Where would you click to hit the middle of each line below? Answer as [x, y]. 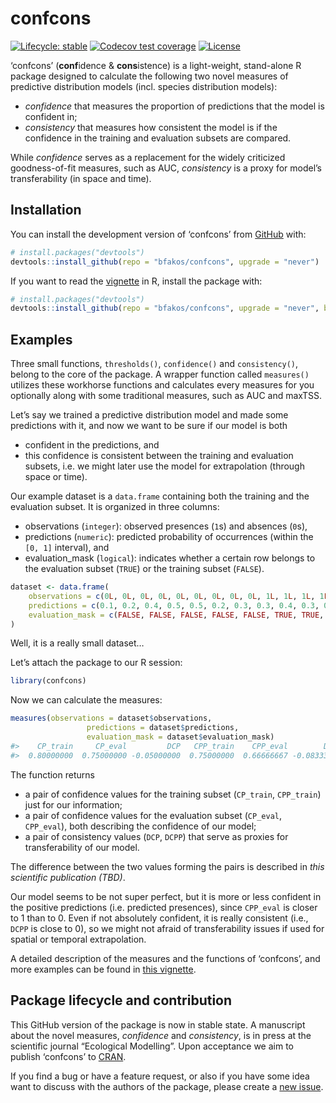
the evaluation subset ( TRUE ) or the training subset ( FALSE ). [144, 569]
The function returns [52, 774]
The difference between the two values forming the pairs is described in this [167, 866]
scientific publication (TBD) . [68, 877]
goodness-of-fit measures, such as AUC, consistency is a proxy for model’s [166, 168]
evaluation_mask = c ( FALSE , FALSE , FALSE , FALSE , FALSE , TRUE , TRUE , [176, 615]
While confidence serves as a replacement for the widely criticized [148, 157]
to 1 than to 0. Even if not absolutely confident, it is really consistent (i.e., [159, 918]
